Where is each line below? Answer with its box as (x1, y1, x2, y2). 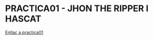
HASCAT (5, 13, 41, 24)
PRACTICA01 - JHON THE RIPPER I (5, 3, 149, 14)
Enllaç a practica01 (5, 29, 43, 35)
